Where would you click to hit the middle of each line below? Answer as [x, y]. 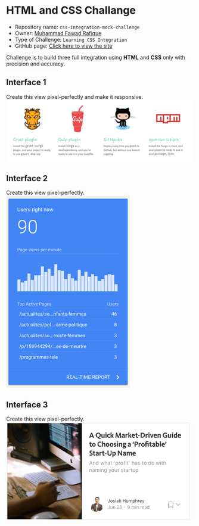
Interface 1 [26, 83]
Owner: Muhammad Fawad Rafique [58, 33]
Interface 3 [27, 405]
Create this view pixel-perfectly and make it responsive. [74, 97]
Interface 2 [27, 178]
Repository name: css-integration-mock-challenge [77, 27]
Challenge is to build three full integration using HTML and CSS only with [96, 57]
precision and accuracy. [36, 64]
